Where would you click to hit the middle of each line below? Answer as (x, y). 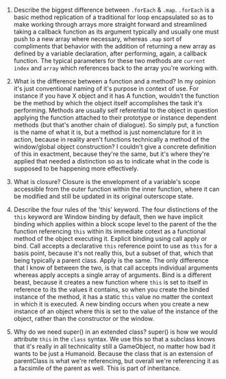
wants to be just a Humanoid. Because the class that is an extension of (113, 354)
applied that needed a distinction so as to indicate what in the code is (111, 161)
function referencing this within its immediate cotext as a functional (110, 231)
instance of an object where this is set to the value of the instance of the (115, 311)
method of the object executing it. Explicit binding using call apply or (110, 238)
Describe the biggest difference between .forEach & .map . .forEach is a (114, 10)
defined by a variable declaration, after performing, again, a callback (110, 53)
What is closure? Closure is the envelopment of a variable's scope (107, 182)
